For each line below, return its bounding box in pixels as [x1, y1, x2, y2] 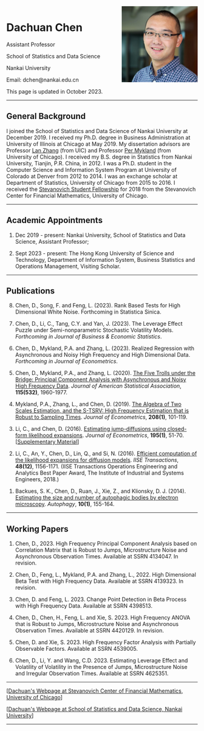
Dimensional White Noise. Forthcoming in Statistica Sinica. [15, 308, 162, 315]
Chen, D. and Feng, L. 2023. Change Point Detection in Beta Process [15, 595, 187, 603]
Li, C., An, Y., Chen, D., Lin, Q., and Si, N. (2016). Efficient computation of [15, 450, 197, 458]
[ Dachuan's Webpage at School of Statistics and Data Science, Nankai [6, 705, 183, 713]
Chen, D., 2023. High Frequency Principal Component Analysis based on [15, 540, 197, 547]
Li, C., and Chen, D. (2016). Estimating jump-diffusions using [15, 425, 166, 433]
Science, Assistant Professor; [15, 238, 89, 245]
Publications [6, 286, 55, 296]
